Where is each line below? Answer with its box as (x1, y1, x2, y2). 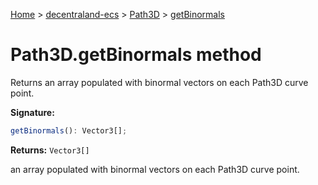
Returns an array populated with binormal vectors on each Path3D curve (10, 76, 309, 88)
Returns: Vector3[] (10, 144, 90, 156)
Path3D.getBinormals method (10, 44, 262, 66)
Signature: (10, 106, 55, 118)
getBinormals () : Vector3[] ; (10, 125, 128, 136)
